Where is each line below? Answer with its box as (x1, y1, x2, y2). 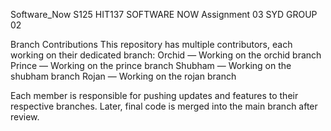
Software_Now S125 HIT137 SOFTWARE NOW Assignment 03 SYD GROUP (10, 9, 318, 20)
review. (10, 111, 40, 123)
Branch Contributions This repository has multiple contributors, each (10, 39, 293, 50)
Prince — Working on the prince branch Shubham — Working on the (10, 60, 292, 71)
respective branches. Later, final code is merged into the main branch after (10, 100, 318, 112)
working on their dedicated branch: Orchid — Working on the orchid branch (10, 49, 322, 61)
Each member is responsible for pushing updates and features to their (10, 90, 299, 101)
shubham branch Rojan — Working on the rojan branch (10, 70, 237, 82)
